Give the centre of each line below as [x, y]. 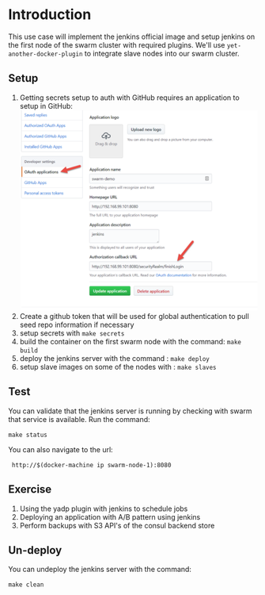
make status [28, 435]
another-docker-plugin [45, 54]
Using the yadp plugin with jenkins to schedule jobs [104, 509]
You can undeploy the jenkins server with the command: [100, 570]
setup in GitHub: [46, 106]
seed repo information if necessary [77, 324]
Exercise [30, 489]
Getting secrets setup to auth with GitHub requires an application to [129, 98]
